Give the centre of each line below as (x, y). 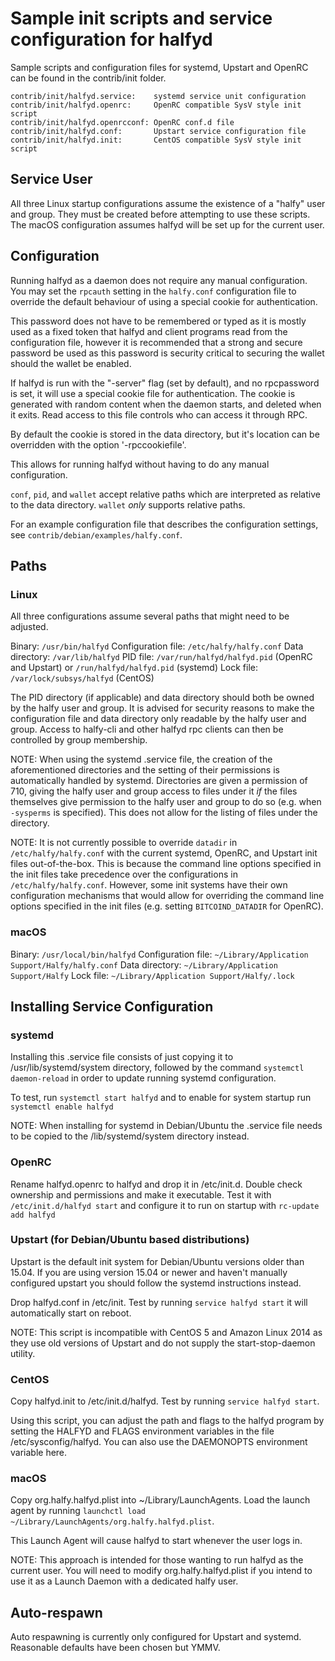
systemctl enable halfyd (62, 1107)
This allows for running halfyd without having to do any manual (140, 464)
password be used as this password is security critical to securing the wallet (167, 353)
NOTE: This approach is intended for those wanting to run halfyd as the (157, 1560)
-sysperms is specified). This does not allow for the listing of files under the (164, 813)
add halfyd (33, 1215)
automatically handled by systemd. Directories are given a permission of (159, 781)
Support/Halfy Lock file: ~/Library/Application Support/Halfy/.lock (152, 975)
